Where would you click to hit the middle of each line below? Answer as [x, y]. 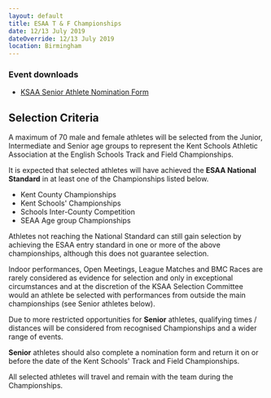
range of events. [36, 337]
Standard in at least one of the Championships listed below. [109, 179]
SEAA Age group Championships [76, 221]
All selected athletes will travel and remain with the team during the [121, 377]
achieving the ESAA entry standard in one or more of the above [115, 245]
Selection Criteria [54, 117]
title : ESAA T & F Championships [65, 24]
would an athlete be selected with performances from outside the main [127, 295]
